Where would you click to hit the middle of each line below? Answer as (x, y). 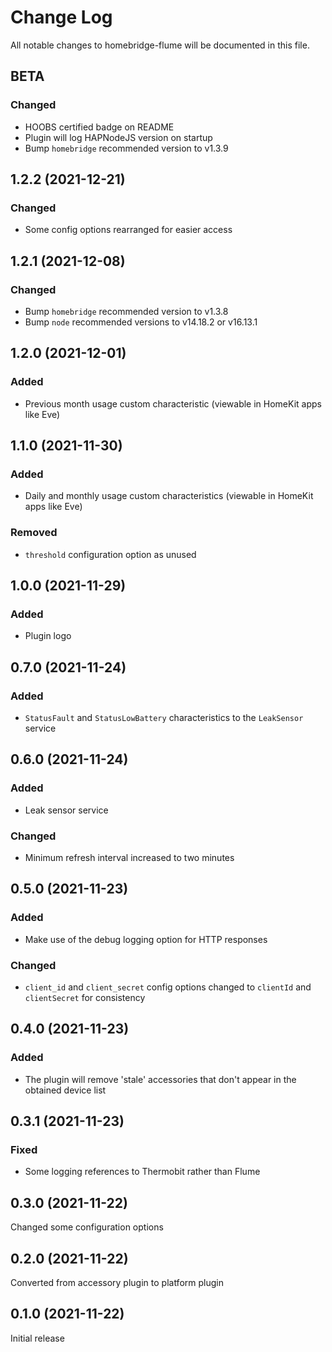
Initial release (37, 1338)
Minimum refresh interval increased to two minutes (129, 858)
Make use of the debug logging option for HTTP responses (146, 939)
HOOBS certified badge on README (99, 127)
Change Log (61, 17)
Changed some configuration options (87, 1227)
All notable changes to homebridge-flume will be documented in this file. (160, 45)
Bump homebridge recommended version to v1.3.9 (126, 148)
